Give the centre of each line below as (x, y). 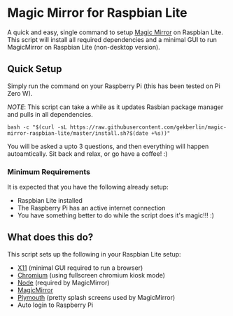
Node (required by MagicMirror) (63, 282)
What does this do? (50, 237)
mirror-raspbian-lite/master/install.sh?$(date (78, 133)
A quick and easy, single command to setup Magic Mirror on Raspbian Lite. (115, 32)
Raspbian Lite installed (50, 201)
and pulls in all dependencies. (50, 114)
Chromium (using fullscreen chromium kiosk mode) (91, 275)
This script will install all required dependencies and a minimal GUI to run (112, 39)
